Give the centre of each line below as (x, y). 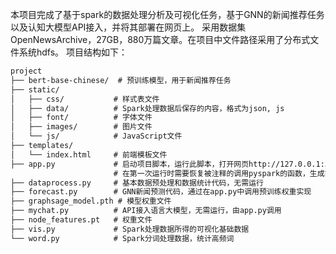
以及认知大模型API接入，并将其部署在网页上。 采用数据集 (128, 27)
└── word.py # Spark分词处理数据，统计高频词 (122, 238)
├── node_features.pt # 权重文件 (81, 220)
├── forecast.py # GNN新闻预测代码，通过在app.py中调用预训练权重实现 (161, 192)
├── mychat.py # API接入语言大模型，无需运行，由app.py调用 (146, 211)
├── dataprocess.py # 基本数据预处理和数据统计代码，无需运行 (137, 183)
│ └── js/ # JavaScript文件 (96, 136)
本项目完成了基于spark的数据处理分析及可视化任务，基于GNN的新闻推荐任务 (167, 14)
